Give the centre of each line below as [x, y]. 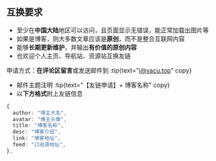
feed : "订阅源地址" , [39, 145]
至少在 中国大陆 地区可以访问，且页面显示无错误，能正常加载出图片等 [112, 30]
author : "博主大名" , [40, 113]
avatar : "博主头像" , [40, 119]
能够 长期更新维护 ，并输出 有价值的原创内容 [76, 47]
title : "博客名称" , [38, 125]
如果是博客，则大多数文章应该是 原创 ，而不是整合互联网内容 [100, 38]
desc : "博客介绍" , [37, 132]
